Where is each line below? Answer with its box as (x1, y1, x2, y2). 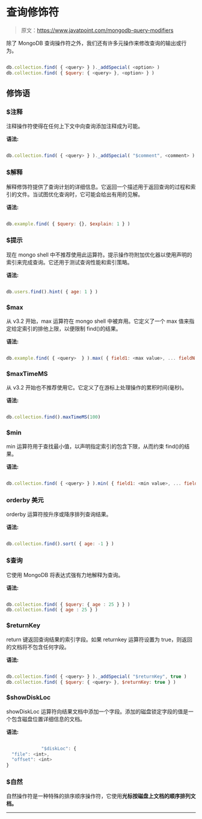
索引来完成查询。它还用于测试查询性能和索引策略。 (6, 258, 133, 266)
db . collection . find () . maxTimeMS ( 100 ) (6, 414, 101, 420)
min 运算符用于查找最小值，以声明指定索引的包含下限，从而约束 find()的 (6, 443, 185, 450)
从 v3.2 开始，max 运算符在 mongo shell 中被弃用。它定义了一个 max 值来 (6, 317, 189, 325)
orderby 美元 (6, 496, 44, 505)
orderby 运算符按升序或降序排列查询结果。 (6, 511, 112, 518)
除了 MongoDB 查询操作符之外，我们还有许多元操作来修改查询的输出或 (6, 39, 182, 46)
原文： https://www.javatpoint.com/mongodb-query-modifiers (20, 27, 174, 34)
